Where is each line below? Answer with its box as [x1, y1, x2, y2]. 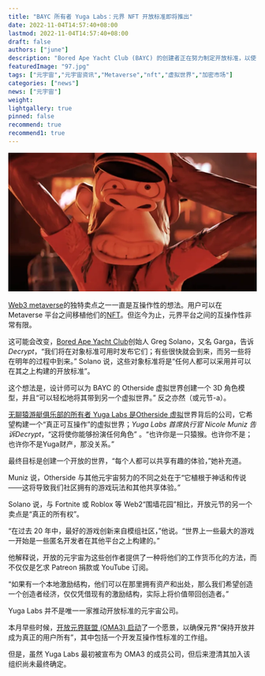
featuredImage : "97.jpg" [8, 63, 90, 71]
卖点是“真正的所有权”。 [8, 509, 84, 518]
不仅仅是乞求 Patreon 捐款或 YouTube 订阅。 [8, 562, 153, 572]
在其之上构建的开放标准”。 [8, 366, 95, 375]
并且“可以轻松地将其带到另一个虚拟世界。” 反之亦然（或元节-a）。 [21, 393, 231, 402]
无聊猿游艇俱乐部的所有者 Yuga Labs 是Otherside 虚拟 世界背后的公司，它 [8, 409, 246, 419]
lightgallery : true [8, 104, 73, 112]
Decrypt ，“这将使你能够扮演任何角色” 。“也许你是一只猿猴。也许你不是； [14, 429, 253, 439]
